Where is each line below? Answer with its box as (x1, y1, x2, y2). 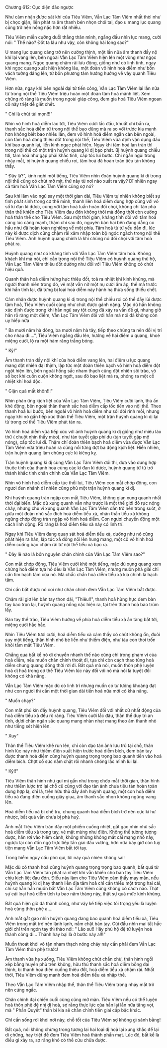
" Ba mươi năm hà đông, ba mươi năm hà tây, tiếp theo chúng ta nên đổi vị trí (5, 327, 162, 333)
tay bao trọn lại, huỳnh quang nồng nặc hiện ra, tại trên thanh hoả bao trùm (5, 602, 159, 607)
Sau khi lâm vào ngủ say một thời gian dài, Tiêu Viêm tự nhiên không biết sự (5, 193, 161, 199)
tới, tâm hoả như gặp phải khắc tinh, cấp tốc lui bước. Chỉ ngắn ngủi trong (5, 152, 156, 158)
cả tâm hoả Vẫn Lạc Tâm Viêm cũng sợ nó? (5, 183, 94, 189)
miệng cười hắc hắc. (5, 622, 47, 628)
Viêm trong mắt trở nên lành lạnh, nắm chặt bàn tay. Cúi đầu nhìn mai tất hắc (5, 921, 162, 927)
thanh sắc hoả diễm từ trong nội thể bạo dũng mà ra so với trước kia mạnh (5, 126, 157, 132)
